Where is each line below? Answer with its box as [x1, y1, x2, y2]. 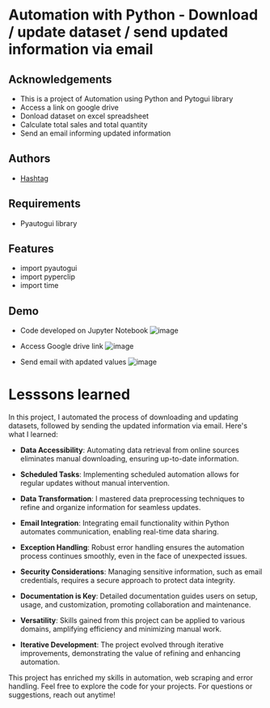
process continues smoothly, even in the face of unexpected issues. [19, 551, 248, 561]
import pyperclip [19, 272, 75, 281]
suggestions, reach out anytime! [8, 690, 116, 700]
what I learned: [8, 430, 58, 440]
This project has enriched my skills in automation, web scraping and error [8, 673, 253, 683]
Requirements [8, 197, 81, 211]
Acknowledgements [8, 72, 112, 86]
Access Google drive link [19, 341, 103, 351]
